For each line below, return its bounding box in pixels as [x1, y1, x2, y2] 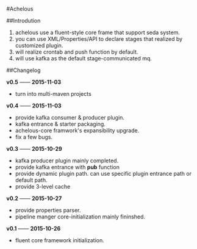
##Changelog [6, 67, 41, 74]
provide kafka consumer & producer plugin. [15, 114, 125, 121]
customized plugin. [15, 42, 63, 49]
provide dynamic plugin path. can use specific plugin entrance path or [15, 170, 192, 177]
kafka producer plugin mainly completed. [15, 157, 119, 164]
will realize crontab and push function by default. [15, 48, 138, 56]
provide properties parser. [15, 207, 81, 214]
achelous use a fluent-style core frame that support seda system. [15, 29, 180, 36]
